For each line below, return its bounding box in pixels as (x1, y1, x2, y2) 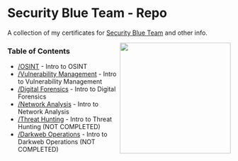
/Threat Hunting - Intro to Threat (17, 115, 112, 123)
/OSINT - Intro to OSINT (17, 62, 87, 71)
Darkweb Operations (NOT (17, 138, 96, 146)
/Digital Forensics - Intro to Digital (17, 85, 116, 94)
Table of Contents (7, 46, 71, 56)
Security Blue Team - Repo (7, 5, 168, 21)
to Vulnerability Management (17, 77, 103, 86)
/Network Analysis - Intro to (17, 100, 99, 109)
